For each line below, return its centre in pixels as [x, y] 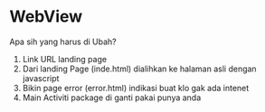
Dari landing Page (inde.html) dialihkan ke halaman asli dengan [139, 69]
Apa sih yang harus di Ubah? [63, 42]
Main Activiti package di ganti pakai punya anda [112, 98]
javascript [41, 78]
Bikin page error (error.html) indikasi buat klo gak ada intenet [136, 88]
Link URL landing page [64, 59]
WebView [46, 17]
